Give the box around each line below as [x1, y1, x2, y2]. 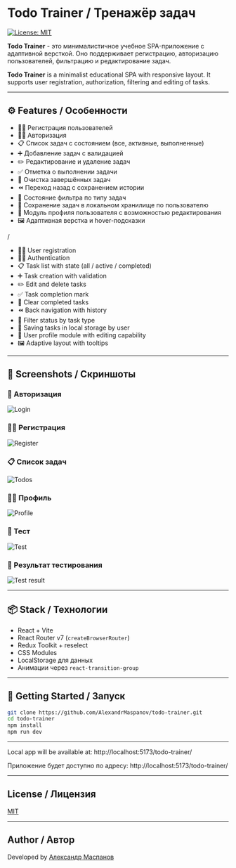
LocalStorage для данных [17, 656, 93, 664]
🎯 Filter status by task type [17, 316, 96, 324]
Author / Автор [7, 834, 75, 846]
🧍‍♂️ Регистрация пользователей [17, 123, 113, 131]
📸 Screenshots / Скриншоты [7, 368, 136, 380]
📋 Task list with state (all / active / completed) [17, 261, 152, 270]
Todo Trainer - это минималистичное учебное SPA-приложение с [7, 41, 205, 50]
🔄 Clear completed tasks [17, 297, 89, 306]
